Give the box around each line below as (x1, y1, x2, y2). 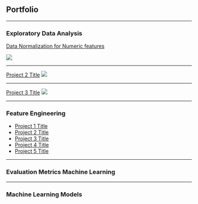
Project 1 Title (14, 123, 48, 130)
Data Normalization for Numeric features (6, 42, 105, 50)
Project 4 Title (14, 142, 49, 149)
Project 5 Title (14, 147, 49, 155)
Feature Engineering (6, 109, 66, 117)
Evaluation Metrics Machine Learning (6, 168, 115, 176)
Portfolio (6, 5, 39, 15)
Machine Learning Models (6, 190, 82, 198)
